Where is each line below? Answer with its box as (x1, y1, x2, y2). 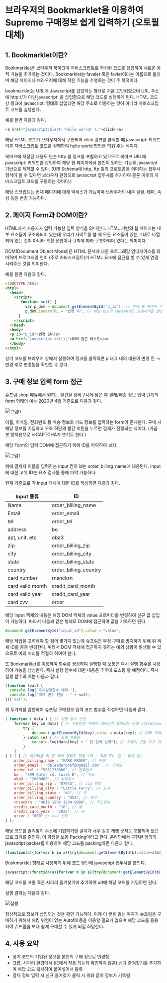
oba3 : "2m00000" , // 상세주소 (14, 777, 75, 782)
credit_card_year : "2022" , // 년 (14, 809, 84, 814)
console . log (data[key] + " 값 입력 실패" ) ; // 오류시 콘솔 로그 (31, 739, 156, 745)
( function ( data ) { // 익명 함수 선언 (5, 716, 86, 721)
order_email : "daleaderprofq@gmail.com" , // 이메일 (14, 763, 123, 768)
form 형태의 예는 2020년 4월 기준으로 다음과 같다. (5, 398, 103, 404)
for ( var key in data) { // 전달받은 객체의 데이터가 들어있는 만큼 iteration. (14, 721, 164, 726)
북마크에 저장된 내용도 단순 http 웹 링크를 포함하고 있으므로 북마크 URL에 (5, 153, 147, 159)
